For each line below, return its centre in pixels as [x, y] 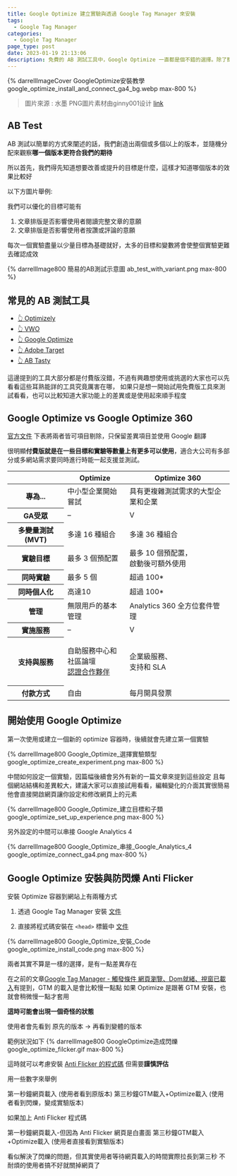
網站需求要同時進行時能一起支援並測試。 [84, 460]
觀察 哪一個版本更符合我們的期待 [66, 152]
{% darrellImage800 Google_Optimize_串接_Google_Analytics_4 [100, 846]
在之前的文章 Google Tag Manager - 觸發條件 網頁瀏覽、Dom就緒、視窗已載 [117, 979]
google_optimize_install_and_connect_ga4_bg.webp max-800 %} [102, 88]
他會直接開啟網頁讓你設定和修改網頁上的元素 [72, 794]
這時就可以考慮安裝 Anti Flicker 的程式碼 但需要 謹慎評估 [88, 1064]
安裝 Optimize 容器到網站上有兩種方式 [62, 897]
